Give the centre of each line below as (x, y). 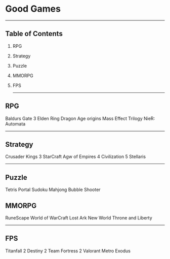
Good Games (33, 9)
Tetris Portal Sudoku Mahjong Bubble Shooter (53, 190)
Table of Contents (34, 34)
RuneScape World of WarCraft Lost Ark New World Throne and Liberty (79, 218)
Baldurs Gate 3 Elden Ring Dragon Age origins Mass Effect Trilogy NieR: (80, 118)
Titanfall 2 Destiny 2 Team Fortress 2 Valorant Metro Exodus (68, 251)
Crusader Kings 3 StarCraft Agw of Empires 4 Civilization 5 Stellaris (75, 157)
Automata (15, 124)
